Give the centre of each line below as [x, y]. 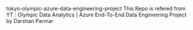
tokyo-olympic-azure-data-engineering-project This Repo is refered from [96, 9]
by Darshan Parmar [30, 21]
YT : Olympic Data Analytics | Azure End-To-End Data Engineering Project [96, 15]
